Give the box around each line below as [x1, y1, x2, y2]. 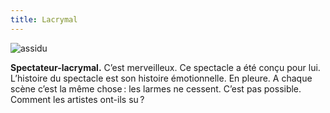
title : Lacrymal [10, 14, 78, 25]
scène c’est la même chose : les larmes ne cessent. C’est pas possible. [10, 82, 302, 95]
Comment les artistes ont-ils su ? [10, 93, 145, 105]
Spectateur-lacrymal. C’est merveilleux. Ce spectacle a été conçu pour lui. [10, 61, 321, 73]
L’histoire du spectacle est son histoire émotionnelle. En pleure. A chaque [10, 72, 313, 84]
